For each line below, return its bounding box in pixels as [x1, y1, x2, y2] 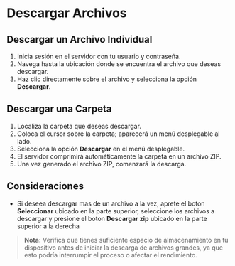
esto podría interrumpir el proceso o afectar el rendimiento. [23, 250, 198, 259]
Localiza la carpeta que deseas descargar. [16, 122, 141, 130]
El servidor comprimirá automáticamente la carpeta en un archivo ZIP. [16, 151, 222, 161]
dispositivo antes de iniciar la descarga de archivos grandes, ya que [23, 243, 224, 252]
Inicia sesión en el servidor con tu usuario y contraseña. [16, 52, 181, 60]
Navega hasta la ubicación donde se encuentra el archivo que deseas [16, 60, 222, 68]
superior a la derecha [16, 222, 80, 230]
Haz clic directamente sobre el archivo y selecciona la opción [16, 75, 197, 83]
